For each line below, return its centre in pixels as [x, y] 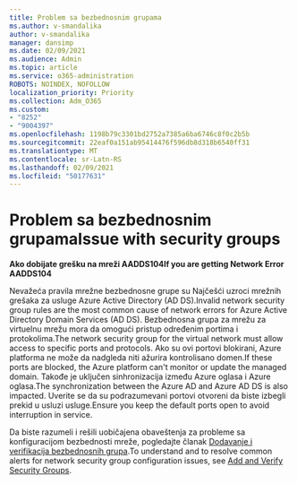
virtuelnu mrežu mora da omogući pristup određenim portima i [124, 329]
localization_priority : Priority [72, 92]
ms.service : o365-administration [72, 76]
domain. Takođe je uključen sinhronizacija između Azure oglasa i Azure [140, 376]
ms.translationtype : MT [54, 151]
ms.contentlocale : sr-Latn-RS [66, 159]
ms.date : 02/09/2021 [48, 51]
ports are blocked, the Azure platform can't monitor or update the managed [148, 367]
